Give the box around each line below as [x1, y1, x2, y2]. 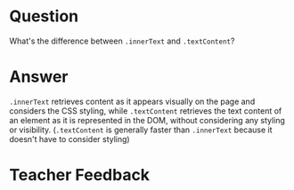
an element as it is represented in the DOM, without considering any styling [9, 115, 285, 125]
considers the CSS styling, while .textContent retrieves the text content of [9, 105, 282, 116]
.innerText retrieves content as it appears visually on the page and [9, 96, 256, 107]
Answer [9, 67, 69, 87]
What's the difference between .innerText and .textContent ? [9, 36, 235, 46]
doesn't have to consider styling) [9, 133, 131, 144]
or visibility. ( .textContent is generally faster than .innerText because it [9, 124, 274, 135]
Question [9, 6, 78, 27]
